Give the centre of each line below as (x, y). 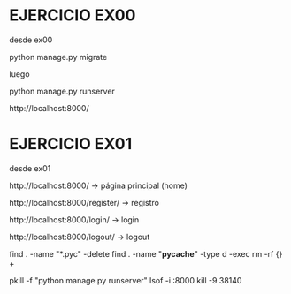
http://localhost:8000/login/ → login (74, 219)
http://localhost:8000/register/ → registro (84, 202)
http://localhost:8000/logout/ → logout (80, 237)
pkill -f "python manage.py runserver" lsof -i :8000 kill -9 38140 (126, 280)
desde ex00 (31, 40)
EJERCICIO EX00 (73, 15)
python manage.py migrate (58, 57)
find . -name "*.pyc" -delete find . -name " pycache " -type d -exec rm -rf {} (146, 253)
